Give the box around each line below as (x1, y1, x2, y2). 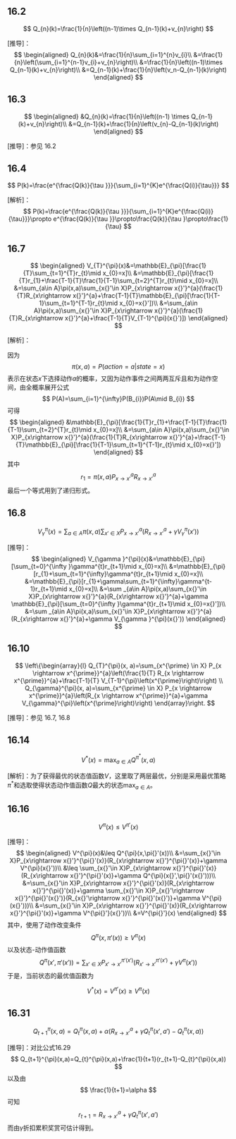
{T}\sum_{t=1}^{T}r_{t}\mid (23, 269, 101, 277)
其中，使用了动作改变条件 (7, 920, 82, 929)
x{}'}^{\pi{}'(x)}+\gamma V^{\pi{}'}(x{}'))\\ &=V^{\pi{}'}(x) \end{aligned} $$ (10, 908, 227, 917)
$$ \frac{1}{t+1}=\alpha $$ (80, 1085, 157, 1094)
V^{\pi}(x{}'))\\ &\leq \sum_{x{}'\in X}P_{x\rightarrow (20, 864, 171, 872)
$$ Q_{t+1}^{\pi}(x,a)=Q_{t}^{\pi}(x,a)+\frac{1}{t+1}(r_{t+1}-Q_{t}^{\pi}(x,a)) (10, 1054, 227, 1063)
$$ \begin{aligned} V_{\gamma (31, 554, 121, 563)
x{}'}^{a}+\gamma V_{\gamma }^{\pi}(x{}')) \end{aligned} (59, 614, 226, 623)
